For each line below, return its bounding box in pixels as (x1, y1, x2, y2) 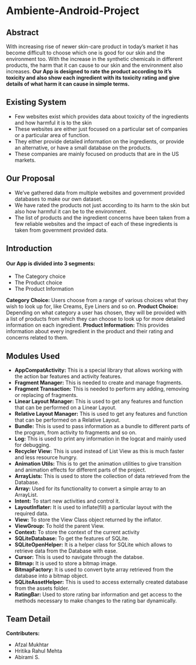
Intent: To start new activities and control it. (14, 497, 121, 505)
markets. (14, 157, 36, 164)
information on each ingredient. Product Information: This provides (6, 321, 169, 329)
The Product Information (14, 286, 74, 293)
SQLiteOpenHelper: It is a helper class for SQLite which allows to (14, 541, 173, 548)
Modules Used (6, 351, 60, 361)
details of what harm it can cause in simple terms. (6, 80, 130, 87)
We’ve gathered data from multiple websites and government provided (14, 189, 185, 196)
